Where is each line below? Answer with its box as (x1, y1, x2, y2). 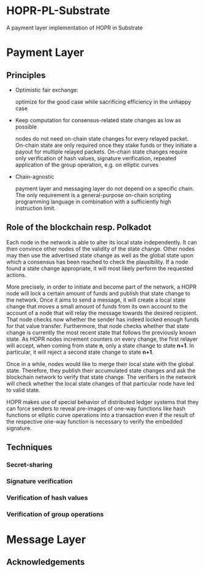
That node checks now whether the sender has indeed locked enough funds (6, 316, 199, 323)
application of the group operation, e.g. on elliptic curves (15, 161, 159, 168)
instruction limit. (15, 204, 56, 212)
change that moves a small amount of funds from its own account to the (6, 302, 188, 310)
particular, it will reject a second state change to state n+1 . (6, 348, 154, 356)
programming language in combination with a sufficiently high (15, 198, 171, 205)
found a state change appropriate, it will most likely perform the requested (6, 265, 194, 272)
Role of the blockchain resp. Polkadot (6, 222, 152, 233)
